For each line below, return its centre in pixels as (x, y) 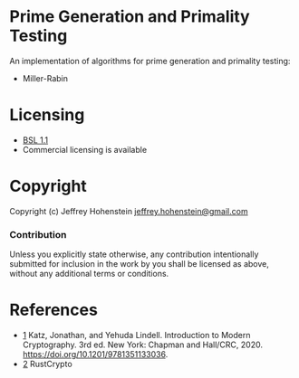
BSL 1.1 (35, 140)
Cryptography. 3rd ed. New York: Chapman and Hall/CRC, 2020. (142, 345)
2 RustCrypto (47, 364)
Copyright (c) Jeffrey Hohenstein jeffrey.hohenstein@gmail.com (129, 211)
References (53, 310)
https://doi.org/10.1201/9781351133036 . (95, 354)
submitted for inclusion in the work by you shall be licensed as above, (139, 264)
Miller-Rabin (45, 78)
